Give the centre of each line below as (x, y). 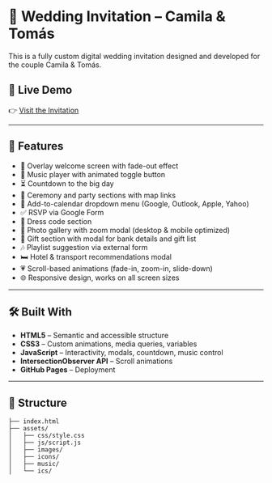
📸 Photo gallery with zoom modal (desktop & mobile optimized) (125, 230)
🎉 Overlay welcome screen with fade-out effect (99, 166)
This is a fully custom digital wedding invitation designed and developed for (134, 56)
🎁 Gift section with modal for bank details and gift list (108, 239)
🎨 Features (36, 146)
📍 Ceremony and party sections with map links (98, 195)
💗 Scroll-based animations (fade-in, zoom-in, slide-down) (116, 268)
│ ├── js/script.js (45, 443)
